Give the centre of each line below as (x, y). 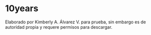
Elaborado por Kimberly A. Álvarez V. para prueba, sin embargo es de (75, 22)
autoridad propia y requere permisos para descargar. (59, 27)
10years (22, 9)
